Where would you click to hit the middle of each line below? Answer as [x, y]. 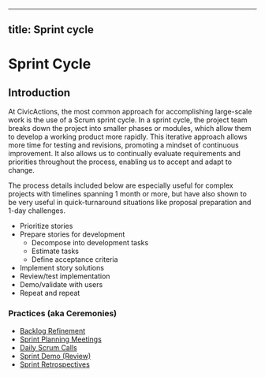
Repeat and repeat [50, 293]
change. [22, 170]
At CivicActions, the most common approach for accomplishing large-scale [130, 112]
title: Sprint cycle [51, 30]
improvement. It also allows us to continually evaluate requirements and [124, 154]
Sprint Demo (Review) [55, 356]
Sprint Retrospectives [55, 364]
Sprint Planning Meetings [61, 339]
